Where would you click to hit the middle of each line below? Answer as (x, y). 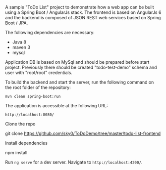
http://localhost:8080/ (30, 115)
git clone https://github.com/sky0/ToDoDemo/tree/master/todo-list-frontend (83, 133)
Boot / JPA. (17, 23)
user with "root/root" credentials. (39, 73)
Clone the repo (20, 124)
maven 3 (21, 47)
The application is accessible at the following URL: (56, 106)
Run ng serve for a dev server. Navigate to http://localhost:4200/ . (74, 162)
